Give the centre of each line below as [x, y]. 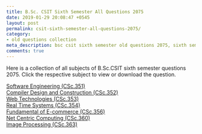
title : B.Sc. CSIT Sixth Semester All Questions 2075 [75, 12]
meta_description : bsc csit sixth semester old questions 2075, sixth [96, 46]
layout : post [23, 23]
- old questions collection [41, 40]
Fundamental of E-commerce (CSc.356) [56, 111]
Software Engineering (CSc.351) [46, 86]
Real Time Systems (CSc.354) [43, 105]
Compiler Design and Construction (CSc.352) [62, 92]
